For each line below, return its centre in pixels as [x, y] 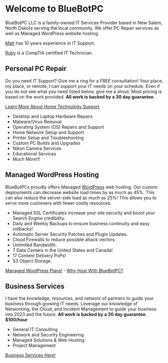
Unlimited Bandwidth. [35, 245]
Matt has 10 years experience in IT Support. [50, 43]
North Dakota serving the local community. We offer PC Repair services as [82, 28]
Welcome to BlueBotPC [54, 9]
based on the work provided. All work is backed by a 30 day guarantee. [80, 97]
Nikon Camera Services [37, 148]
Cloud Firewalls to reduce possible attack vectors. [64, 239]
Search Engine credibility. [39, 218]
